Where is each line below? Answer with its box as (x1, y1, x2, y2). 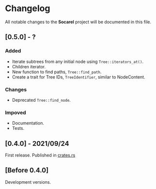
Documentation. (12, 120, 45, 126)
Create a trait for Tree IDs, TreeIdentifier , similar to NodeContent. (12, 74, 145, 80)
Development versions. (5, 179, 51, 185)
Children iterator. (12, 63, 46, 69)
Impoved (5, 109, 27, 116)
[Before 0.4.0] (5, 166, 49, 174)
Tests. (12, 126, 25, 131)
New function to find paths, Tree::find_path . (12, 69, 102, 75)
